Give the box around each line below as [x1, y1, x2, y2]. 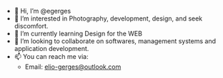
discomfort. [14, 22, 49, 30]
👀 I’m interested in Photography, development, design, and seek [14, 14, 203, 23]
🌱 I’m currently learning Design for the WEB [14, 29, 143, 38]
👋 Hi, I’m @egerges [14, 7, 71, 15]
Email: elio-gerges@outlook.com [24, 62, 122, 71]
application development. [14, 45, 89, 52]
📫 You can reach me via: [14, 52, 89, 60]
